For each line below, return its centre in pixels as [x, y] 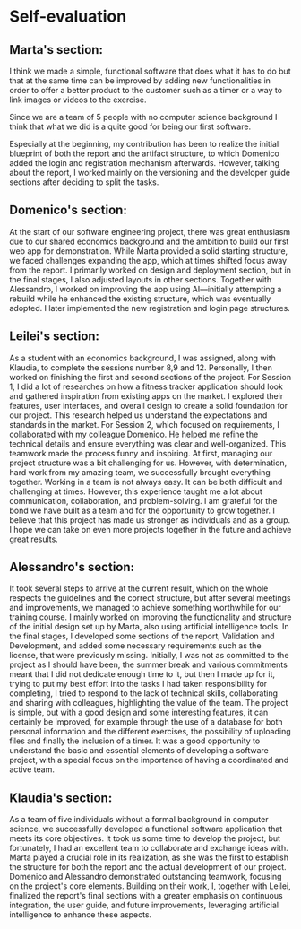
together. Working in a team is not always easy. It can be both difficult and [146, 482]
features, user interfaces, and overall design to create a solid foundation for [149, 405]
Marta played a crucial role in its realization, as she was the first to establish [149, 857]
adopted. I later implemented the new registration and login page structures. [150, 308]
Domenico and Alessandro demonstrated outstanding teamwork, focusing [146, 877]
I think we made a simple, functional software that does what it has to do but [150, 71]
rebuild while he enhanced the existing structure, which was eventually [140, 299]
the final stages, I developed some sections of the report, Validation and [142, 636]
